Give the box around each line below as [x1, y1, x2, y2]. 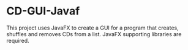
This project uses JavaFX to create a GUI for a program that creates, [6, 24, 179, 31]
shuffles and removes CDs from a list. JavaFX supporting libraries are [6, 30, 182, 37]
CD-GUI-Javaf [6, 4, 80, 18]
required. [6, 37, 29, 44]
